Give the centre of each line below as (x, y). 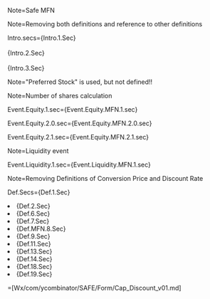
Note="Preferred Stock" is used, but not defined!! (80, 82)
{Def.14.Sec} (35, 259)
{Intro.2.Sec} (26, 53)
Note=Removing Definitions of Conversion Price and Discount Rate (105, 178)
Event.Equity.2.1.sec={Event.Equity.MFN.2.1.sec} (78, 137)
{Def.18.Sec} (35, 267)
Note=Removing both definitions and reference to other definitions (105, 24)
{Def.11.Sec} (34, 244)
